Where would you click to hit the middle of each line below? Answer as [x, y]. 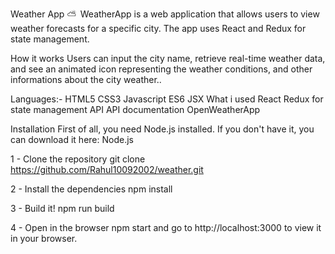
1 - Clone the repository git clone [78, 159]
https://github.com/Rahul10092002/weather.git [107, 169]
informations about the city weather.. [86, 79]
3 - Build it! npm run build [62, 208]
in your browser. [44, 238]
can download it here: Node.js [72, 139]
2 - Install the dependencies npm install [91, 189]
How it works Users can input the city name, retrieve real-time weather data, [168, 58]
